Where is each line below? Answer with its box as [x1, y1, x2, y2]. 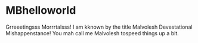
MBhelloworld [5, 4, 76, 17]
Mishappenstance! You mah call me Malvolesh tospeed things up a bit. [5, 29, 180, 36]
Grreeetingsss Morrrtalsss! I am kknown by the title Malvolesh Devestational [5, 23, 193, 30]
